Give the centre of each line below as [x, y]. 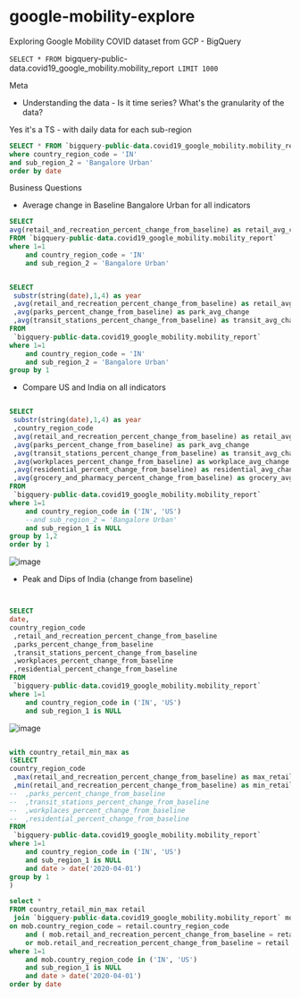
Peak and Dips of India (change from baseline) [108, 579]
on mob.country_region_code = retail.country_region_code [119, 926]
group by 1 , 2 [33, 537]
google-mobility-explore [102, 17]
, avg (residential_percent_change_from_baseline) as [111, 470]
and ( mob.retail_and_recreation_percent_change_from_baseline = [150, 935]
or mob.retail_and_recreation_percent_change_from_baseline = [143, 943]
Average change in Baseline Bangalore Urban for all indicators [136, 205]
